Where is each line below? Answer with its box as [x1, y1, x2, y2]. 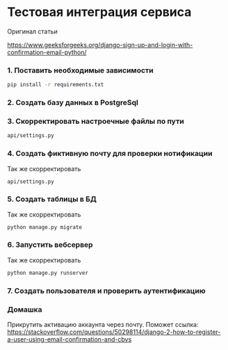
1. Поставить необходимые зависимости [7, 65, 154, 75]
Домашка [7, 304, 43, 314]
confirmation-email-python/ [7, 48, 87, 56]
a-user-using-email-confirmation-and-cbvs [7, 335, 132, 343]
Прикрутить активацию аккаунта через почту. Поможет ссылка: [7, 320, 199, 328]
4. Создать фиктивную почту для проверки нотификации [7, 149, 213, 159]
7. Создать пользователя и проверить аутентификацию [7, 286, 206, 296]
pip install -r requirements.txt [7, 81, 104, 88]
